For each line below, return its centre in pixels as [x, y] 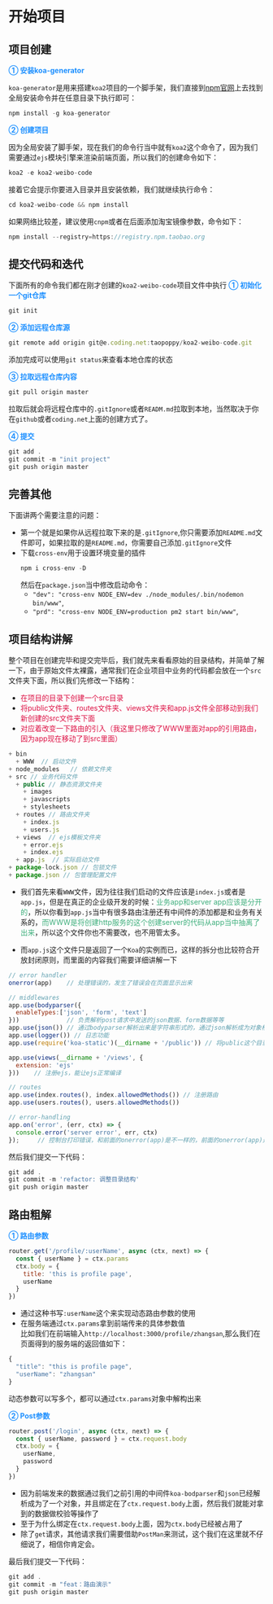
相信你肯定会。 [74, 1544]
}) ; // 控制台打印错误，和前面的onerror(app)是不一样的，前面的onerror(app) [136, 1140]
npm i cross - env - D [53, 568]
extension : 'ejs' [45, 1065]
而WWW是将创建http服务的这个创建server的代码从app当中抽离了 [151, 922]
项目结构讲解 [41, 639]
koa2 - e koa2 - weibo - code [50, 173]
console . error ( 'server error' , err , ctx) [87, 1133]
